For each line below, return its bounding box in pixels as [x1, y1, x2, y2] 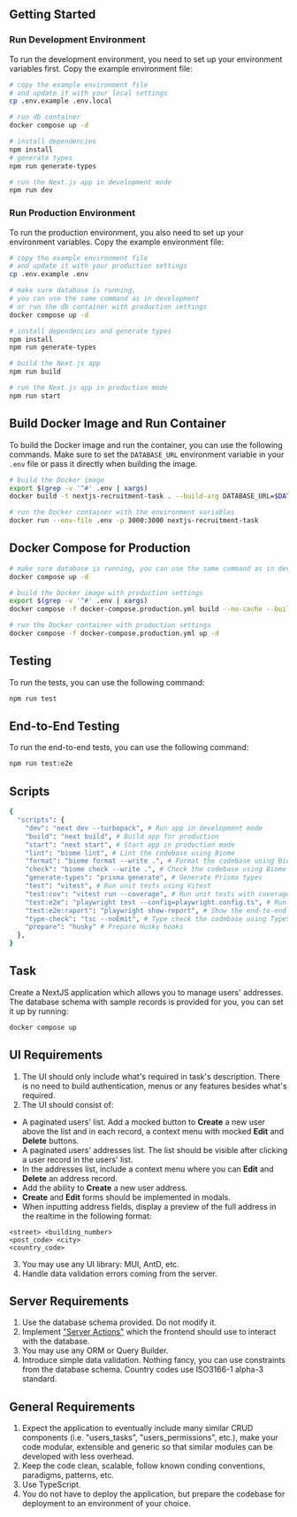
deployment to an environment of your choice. [21, 1498, 192, 1509]
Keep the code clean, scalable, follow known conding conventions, [21, 1460, 266, 1471]
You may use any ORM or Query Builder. [21, 1345, 169, 1356]
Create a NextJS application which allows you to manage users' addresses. [9, 987, 284, 997]
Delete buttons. [21, 1135, 80, 1146]
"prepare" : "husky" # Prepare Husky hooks [25, 923, 184, 932]
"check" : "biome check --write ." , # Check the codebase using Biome [25, 865, 287, 874]
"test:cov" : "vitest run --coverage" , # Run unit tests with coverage [25, 889, 291, 898]
